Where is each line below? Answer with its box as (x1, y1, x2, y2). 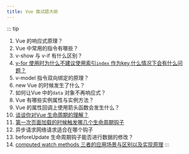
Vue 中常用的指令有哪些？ (15, 44, 79, 52)
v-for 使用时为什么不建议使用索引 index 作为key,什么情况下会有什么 (15, 59, 178, 66)
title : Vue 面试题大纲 (6, 8, 58, 15)
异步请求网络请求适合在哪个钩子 (15, 126, 93, 133)
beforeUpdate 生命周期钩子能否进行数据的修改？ (15, 133, 133, 140)
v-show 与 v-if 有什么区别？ (15, 52, 83, 59)
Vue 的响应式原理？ (15, 37, 63, 44)
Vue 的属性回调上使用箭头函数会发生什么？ (15, 104, 120, 111)
